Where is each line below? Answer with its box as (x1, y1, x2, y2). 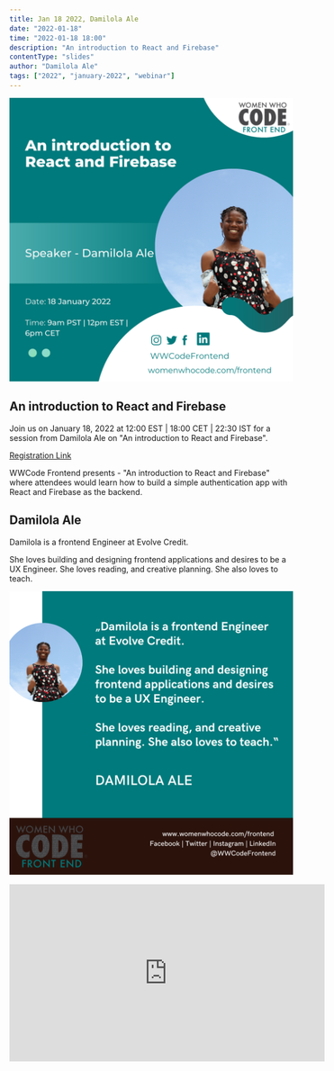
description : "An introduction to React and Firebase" (9, 43, 220, 52)
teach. (9, 572, 33, 584)
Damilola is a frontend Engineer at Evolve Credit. (9, 536, 189, 547)
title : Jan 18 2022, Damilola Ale (9, 14, 140, 23)
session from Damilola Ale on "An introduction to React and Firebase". (9, 432, 268, 443)
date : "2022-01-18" (9, 23, 83, 33)
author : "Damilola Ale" (9, 62, 99, 71)
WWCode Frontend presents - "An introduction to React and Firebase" (9, 467, 270, 478)
